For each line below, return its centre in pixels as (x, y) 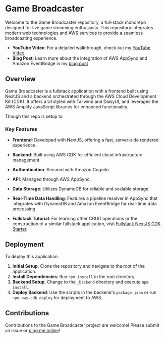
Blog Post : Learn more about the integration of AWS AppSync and (80, 58)
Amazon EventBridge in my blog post (50, 63)
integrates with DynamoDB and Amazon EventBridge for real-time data (84, 204)
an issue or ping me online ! (33, 330)
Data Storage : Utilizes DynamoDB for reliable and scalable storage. (81, 189)
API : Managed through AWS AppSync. (52, 179)
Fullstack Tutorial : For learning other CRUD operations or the (75, 219)
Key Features (22, 129)
